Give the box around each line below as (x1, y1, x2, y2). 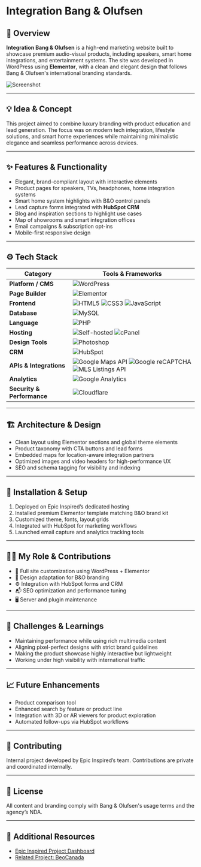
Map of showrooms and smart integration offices (14, 216, 136, 223)
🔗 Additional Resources (6, 832, 95, 842)
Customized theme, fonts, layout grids (14, 516, 109, 523)
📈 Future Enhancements (6, 680, 100, 690)
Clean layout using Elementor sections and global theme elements (14, 439, 178, 446)
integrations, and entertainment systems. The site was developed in (6, 57, 173, 64)
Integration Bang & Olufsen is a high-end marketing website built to (6, 44, 174, 51)
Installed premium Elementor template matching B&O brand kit (14, 510, 169, 517)
